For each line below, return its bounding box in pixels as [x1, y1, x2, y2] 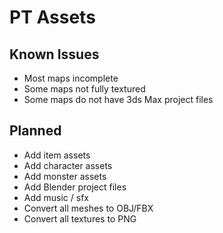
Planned [9, 122, 62, 140]
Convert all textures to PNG [23, 212, 137, 225]
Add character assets [23, 159, 113, 171]
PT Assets [9, 6, 96, 29]
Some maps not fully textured [23, 83, 146, 95]
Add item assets [23, 149, 91, 161]
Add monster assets [23, 170, 107, 182]
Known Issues [9, 46, 100, 63]
